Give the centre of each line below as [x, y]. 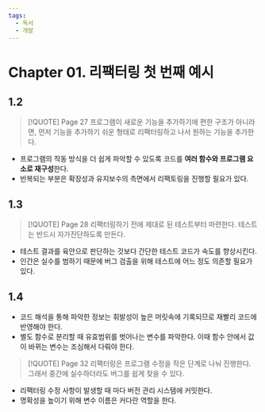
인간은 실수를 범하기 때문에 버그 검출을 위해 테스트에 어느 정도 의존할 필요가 [136, 261]
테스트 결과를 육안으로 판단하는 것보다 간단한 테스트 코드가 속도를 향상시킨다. [138, 251]
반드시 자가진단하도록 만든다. [81, 235]
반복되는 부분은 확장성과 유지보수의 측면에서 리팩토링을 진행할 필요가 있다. [134, 179]
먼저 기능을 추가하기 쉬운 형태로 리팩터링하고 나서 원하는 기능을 [136, 132]
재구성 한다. [52, 169]
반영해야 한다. [41, 326]
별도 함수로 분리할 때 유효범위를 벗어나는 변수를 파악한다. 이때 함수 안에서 [133, 336]
